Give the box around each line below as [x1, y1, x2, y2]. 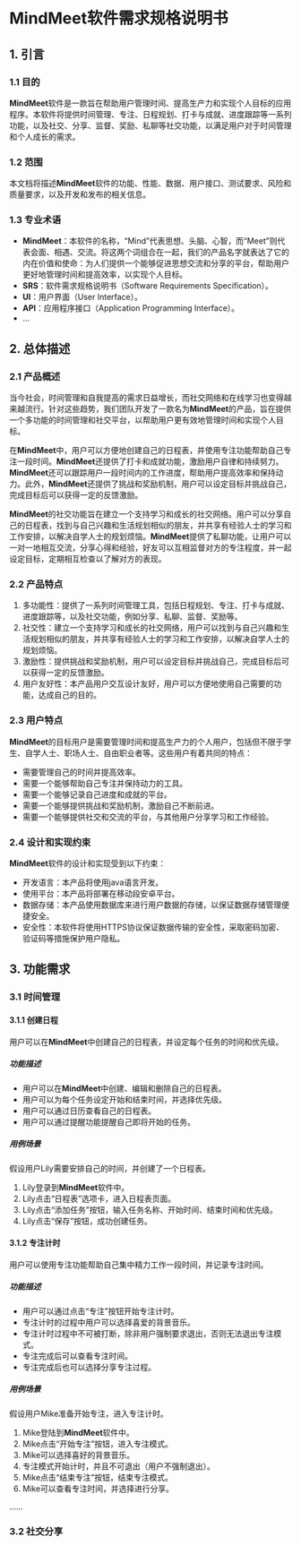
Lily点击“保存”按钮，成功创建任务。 [21, 1215, 152, 1226]
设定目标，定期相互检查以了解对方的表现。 [9, 554, 167, 564]
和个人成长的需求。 [9, 131, 81, 142]
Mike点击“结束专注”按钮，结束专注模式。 [21, 1472, 173, 1482]
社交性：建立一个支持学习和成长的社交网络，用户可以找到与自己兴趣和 [21, 622, 282, 633]
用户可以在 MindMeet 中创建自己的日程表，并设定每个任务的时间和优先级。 [9, 1036, 284, 1047]
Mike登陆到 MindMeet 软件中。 [21, 1427, 134, 1438]
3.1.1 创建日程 [9, 1014, 58, 1026]
